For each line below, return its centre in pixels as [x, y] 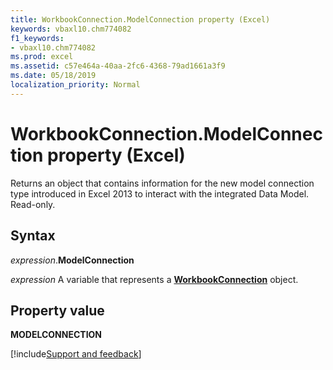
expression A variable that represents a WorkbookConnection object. [154, 279]
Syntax [33, 236]
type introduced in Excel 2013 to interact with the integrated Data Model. [160, 193]
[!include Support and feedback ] [76, 354]
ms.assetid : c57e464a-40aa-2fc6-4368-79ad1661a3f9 [118, 66]
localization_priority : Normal [75, 85]
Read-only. [33, 204]
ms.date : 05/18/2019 [53, 76]
